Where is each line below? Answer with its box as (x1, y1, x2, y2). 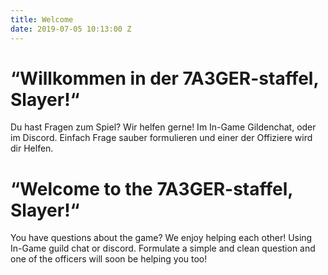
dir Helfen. (10, 142, 54, 155)
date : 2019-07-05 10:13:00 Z (10, 24, 132, 34)
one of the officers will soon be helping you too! (10, 253, 208, 265)
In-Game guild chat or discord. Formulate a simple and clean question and (10, 242, 316, 255)
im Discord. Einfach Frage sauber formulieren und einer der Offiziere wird (10, 132, 313, 144)
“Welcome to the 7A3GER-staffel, (10, 177, 293, 200)
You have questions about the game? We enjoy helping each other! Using (10, 232, 313, 244)
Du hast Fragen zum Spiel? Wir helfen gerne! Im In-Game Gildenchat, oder (10, 121, 317, 133)
